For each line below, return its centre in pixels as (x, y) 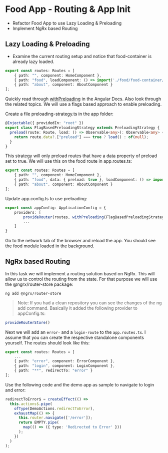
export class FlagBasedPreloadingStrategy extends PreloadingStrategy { (82, 128)
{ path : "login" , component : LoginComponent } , (64, 366)
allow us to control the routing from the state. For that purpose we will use (81, 279)
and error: (15, 390)
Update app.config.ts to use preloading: (46, 198)
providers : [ (28, 212)
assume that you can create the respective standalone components (74, 337)
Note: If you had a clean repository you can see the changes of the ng (89, 303)
